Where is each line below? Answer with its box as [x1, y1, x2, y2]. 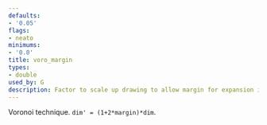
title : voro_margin [8, 57, 73, 64]
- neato [8, 33, 34, 42]
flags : [8, 26, 30, 34]
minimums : [8, 41, 41, 49]
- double [8, 71, 37, 79]
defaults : [8, 11, 41, 20]
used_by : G [8, 78, 44, 86]
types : [8, 64, 30, 72]
